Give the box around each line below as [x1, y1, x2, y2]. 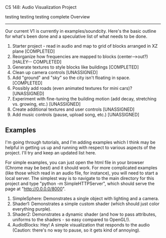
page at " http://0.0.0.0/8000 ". [5, 186, 66, 192]
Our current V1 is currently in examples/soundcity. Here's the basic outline [5, 28, 157, 34]
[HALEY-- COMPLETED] [12, 59, 62, 65]
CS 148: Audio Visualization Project [5, 4, 77, 10]
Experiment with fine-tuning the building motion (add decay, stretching [12, 96, 157, 101]
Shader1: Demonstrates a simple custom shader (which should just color [12, 201, 160, 207]
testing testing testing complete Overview [5, 14, 90, 19]
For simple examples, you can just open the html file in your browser [5, 159, 144, 165]
